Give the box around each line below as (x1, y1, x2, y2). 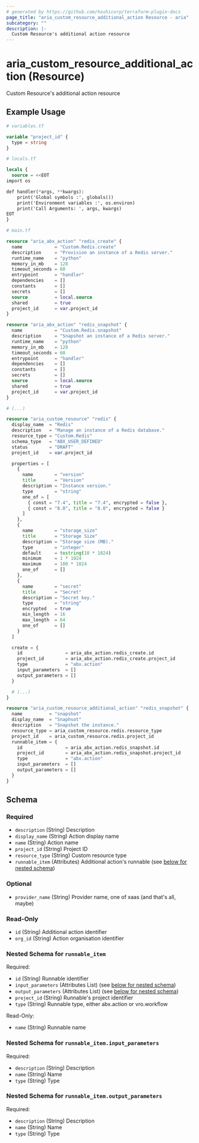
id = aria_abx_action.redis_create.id (17, 650, 154, 656)
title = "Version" (22, 477, 85, 484)
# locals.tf (6, 156, 36, 162)
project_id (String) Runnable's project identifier (14, 994, 134, 1001)
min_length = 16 (22, 611, 66, 618)
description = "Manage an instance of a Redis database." (11, 427, 165, 433)
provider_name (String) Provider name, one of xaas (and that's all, (14, 893, 176, 900)
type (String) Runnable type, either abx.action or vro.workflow (14, 1001, 168, 1008)
